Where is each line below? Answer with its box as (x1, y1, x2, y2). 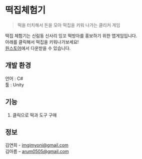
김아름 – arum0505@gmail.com (5, 148, 69, 154)
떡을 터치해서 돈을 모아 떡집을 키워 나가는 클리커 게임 (17, 22, 120, 28)
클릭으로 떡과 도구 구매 (12, 112, 57, 118)
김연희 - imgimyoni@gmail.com (5, 142, 69, 148)
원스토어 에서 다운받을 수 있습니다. (5, 45, 71, 51)
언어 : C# (5, 75, 23, 81)
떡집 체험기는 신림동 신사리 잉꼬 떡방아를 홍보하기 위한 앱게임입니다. (5, 32, 137, 38)
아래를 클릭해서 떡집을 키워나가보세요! (5, 38, 79, 45)
